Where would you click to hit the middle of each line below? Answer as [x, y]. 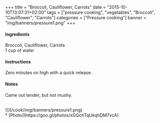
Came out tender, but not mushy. [39, 95]
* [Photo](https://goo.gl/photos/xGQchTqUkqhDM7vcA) [62, 115]
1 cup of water [20, 50]
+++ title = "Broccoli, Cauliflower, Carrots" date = [56, 7]
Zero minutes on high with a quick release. [49, 73]
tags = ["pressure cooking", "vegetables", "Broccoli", [101, 12]
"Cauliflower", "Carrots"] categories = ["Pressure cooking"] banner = [76, 18]
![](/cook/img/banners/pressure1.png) [44, 110]
